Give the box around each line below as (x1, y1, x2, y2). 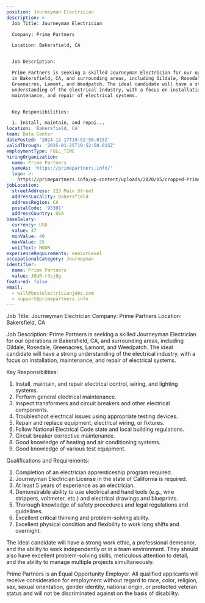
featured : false (6, 278, 48, 284)
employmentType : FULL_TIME (6, 148, 75, 154)
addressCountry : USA (12, 211, 64, 217)
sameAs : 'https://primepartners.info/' (12, 165, 113, 172)
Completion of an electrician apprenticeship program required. (15, 469, 173, 476)
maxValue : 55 (12, 239, 45, 245)
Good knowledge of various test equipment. (15, 445, 126, 452)
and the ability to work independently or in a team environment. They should (6, 546, 198, 553)
